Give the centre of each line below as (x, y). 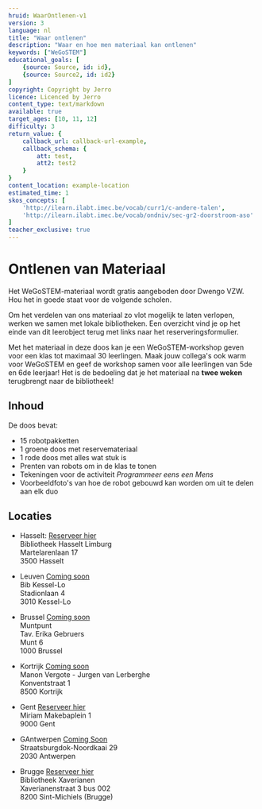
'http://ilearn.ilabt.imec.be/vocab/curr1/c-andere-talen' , (124, 207)
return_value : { (35, 134)
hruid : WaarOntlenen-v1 (48, 15)
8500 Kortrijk (41, 691)
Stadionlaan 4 (42, 593)
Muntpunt (36, 625)
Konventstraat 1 (45, 683)
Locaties (30, 516)
